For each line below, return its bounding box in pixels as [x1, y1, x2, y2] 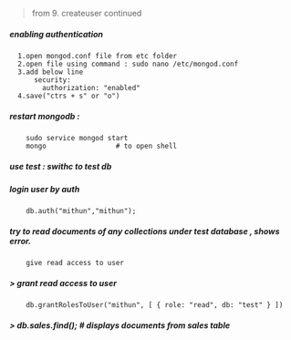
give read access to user [26, 259, 125, 268]
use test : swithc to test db [9, 160, 112, 171]
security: [33, 75, 71, 85]
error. [9, 235, 32, 246]
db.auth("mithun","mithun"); [26, 207, 137, 216]
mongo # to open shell [26, 141, 178, 150]
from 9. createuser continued [31, 8, 142, 18]
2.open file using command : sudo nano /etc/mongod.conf [17, 59, 239, 68]
